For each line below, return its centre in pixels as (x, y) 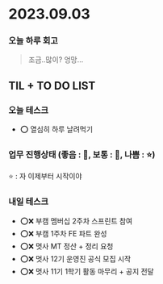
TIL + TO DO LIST (52, 86)
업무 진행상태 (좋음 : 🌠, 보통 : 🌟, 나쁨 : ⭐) (82, 155)
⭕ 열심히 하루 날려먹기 (56, 129)
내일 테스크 (29, 202)
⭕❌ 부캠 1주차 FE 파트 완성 (63, 233)
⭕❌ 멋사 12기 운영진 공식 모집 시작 (75, 258)
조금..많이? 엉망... (56, 60)
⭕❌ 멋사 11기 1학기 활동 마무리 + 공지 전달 (87, 271)
